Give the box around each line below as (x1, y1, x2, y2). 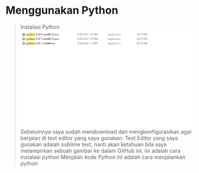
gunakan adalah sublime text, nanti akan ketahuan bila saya (20, 141, 167, 148)
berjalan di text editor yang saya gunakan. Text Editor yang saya (20, 134, 179, 141)
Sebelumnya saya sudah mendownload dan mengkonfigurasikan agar (20, 128, 192, 135)
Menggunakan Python (5, 4, 119, 17)
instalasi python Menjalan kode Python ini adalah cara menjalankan (20, 153, 186, 160)
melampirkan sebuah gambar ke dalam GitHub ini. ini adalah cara (20, 147, 180, 154)
